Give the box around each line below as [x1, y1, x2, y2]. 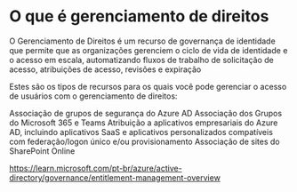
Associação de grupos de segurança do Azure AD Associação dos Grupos [9, 108, 283, 118]
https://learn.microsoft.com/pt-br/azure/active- [9, 163, 182, 173]
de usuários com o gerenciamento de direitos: [9, 91, 178, 101]
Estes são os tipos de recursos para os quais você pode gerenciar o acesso [9, 81, 287, 92]
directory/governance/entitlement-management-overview [9, 172, 221, 183]
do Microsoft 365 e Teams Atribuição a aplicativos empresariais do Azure [9, 117, 278, 128]
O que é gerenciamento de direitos [9, 6, 269, 27]
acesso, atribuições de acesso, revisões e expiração [9, 64, 202, 75]
